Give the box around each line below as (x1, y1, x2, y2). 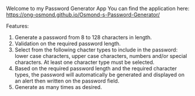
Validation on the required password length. (14, 40, 121, 47)
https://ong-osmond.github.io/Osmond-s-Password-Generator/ (6, 11, 160, 18)
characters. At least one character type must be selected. (14, 59, 155, 66)
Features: (6, 23, 29, 29)
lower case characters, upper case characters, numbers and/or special (14, 53, 187, 59)
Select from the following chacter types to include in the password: (14, 46, 178, 53)
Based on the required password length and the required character (14, 65, 177, 72)
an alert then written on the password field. (14, 77, 120, 84)
